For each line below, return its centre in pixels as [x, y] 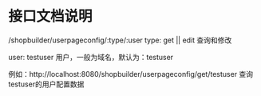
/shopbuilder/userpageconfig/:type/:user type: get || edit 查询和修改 [120, 40]
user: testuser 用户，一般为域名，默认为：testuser [91, 57]
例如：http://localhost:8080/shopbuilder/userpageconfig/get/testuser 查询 [131, 74]
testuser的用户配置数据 [46, 84]
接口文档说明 [51, 16]
